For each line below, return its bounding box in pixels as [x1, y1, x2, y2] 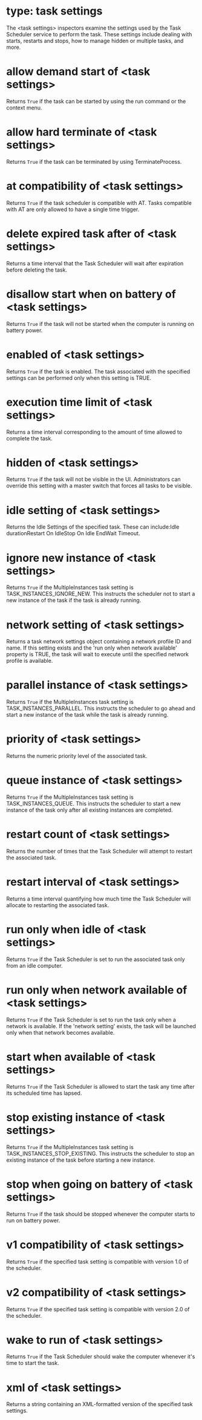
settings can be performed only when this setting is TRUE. [6, 374, 152, 382]
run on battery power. [6, 1217, 60, 1224]
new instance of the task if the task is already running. [6, 597, 142, 604]
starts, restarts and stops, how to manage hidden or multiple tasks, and [6, 37, 184, 44]
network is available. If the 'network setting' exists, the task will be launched [6, 1022, 197, 1029]
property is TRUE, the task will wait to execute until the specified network [6, 651, 189, 658]
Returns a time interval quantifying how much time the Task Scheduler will [6, 895, 191, 902]
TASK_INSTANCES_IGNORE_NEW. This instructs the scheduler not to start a [6, 590, 195, 598]
